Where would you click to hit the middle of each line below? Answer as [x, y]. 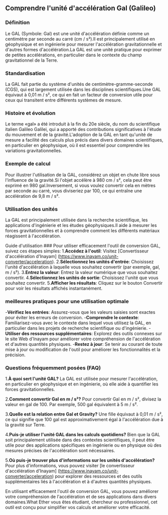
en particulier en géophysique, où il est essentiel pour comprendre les [77, 146]
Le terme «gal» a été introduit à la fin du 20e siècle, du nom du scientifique [83, 124]
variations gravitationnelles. [34, 151]
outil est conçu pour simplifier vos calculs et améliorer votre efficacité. [78, 507]
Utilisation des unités [32, 209]
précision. [16, 355]
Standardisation [25, 73]
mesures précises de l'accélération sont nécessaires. [60, 451]
